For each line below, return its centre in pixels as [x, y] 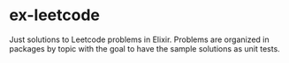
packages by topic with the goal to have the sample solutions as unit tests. [144, 48]
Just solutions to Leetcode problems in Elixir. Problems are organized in [139, 39]
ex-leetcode [54, 15]
